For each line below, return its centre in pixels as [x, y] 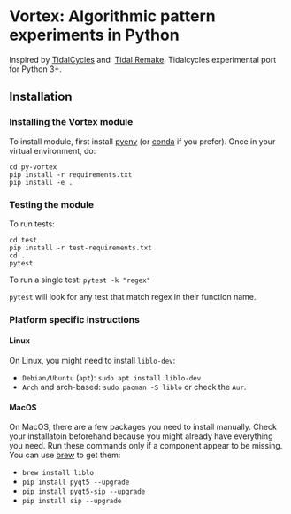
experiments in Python [94, 35]
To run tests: [32, 224]
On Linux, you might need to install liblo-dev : [92, 361]
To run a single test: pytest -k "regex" [80, 280]
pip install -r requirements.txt [71, 174]
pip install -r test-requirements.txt [80, 248]
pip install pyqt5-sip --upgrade [84, 492]
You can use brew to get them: [65, 455]
